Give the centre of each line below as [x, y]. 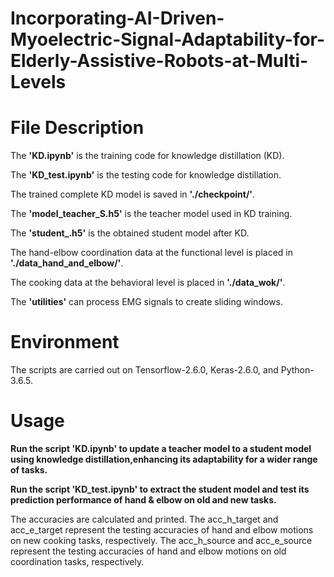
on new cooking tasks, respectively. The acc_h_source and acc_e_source [161, 540]
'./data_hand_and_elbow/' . [67, 263]
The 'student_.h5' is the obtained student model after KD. [130, 233]
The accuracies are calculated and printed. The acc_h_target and [144, 519]
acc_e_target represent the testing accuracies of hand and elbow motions [162, 530]
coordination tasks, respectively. [77, 561]
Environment [65, 342]
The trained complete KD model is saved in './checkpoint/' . [133, 194]
